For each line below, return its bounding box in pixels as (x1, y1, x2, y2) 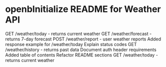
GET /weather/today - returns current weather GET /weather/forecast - (5, 30, 152, 36)
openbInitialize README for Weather (5, 3, 161, 15)
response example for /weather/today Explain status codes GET (5, 41, 137, 47)
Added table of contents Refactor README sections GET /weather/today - (5, 51, 158, 58)
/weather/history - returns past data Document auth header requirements (5, 46, 156, 52)
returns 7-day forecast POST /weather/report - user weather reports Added (5, 36, 161, 42)
